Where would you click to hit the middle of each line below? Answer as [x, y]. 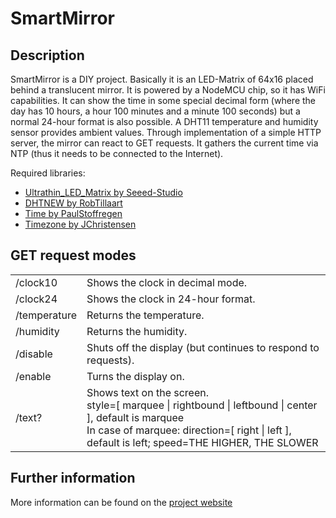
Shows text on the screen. [148, 392]
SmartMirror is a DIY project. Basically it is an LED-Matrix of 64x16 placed [162, 79]
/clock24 [36, 299]
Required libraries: [48, 173]
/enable [33, 376]
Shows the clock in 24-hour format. [171, 299]
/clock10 [36, 282]
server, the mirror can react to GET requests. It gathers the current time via [164, 143]
